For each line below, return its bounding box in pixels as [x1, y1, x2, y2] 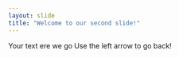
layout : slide [8, 11, 56, 20]
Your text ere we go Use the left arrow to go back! [8, 41, 173, 50]
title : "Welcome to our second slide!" [8, 19, 141, 27]
